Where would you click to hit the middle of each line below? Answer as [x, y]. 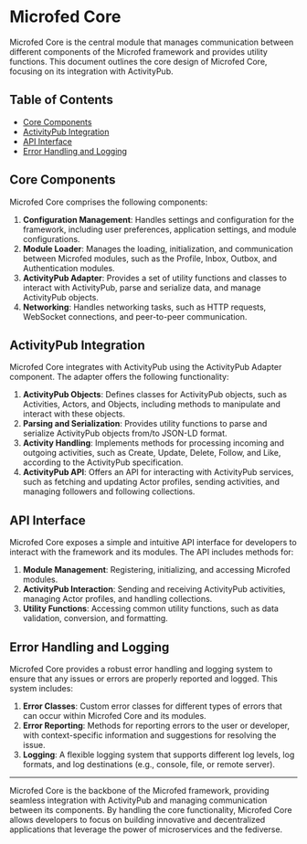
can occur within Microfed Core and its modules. [115, 716]
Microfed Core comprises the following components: [109, 202]
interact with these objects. [74, 414]
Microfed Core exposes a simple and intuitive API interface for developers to [153, 543]
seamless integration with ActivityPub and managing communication [138, 800]
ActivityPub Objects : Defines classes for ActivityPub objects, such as [155, 395]
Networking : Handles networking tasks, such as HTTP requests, [144, 307]
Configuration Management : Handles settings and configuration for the [158, 219]
